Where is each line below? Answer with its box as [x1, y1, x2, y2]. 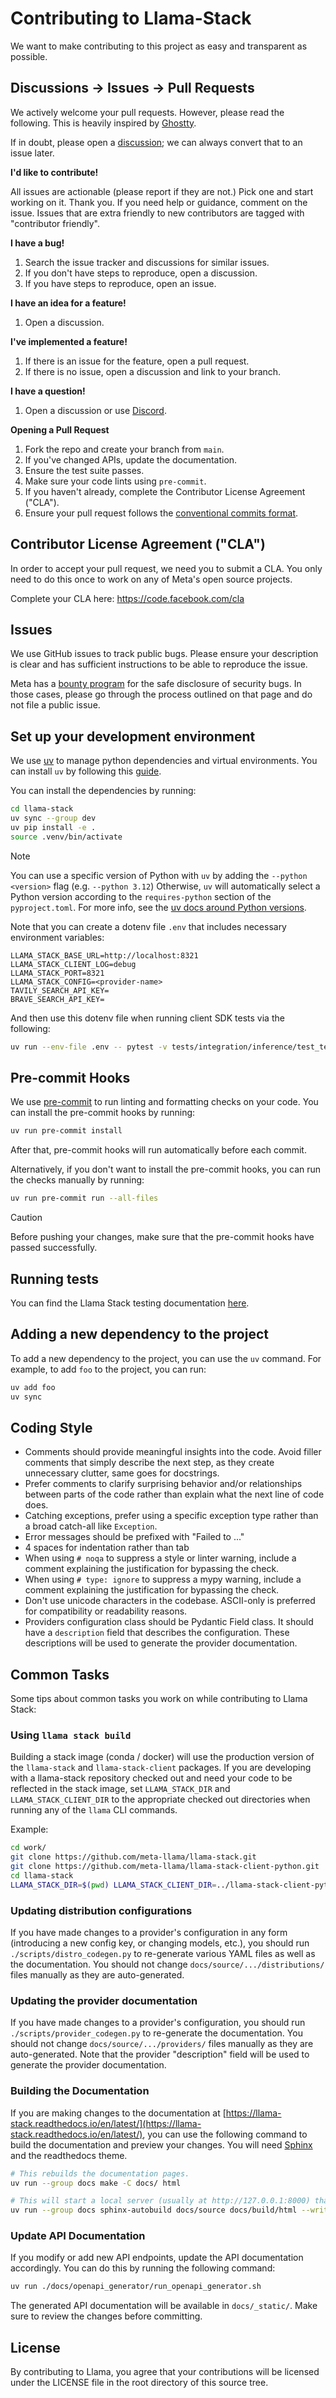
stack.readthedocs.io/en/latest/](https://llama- [10, 2117, 202, 2129]
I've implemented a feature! [10, 335, 128, 347]
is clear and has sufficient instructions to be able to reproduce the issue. [10, 658, 308, 671]
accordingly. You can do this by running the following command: [10, 2262, 276, 2274]
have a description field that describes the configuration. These [24, 1627, 290, 1639]
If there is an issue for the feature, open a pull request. [24, 355, 250, 367]
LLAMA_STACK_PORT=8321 [10, 968, 105, 978]
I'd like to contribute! [10, 166, 99, 178]
